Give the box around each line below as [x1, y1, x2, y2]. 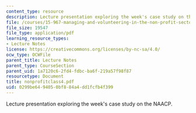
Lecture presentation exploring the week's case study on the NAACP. [6, 100, 173, 107]
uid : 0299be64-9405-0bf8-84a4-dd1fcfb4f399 [6, 84, 114, 90]
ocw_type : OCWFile [6, 52, 51, 58]
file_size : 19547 [6, 24, 48, 31]
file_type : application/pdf [6, 30, 75, 36]
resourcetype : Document [6, 73, 64, 79]
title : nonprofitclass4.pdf [6, 79, 75, 85]
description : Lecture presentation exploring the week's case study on [6, 14, 184, 20]
